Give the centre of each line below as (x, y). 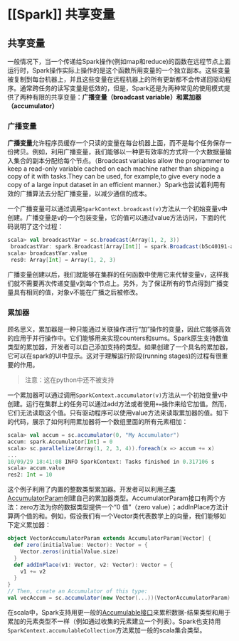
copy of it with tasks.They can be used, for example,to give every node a (114, 176)
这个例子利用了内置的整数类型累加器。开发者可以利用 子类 (91, 489)
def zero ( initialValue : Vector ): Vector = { (81, 545)
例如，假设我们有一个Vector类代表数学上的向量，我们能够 (136, 516)
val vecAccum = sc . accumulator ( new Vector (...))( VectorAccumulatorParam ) (119, 598)
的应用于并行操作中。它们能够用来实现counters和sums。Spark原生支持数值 (118, 338)
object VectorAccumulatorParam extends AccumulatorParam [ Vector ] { (110, 539)
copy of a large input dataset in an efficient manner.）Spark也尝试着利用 (113, 185)
